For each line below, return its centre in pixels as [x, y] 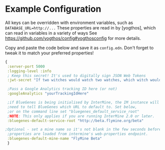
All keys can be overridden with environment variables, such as [69, 23]
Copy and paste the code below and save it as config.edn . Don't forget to [79, 48]
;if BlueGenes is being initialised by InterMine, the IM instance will [83, 102]
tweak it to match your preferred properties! [50, 53]
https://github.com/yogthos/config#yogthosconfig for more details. [73, 38]
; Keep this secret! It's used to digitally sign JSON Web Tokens [77, 75]
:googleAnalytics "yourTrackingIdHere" [48, 94]
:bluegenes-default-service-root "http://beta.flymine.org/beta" [75, 121]
